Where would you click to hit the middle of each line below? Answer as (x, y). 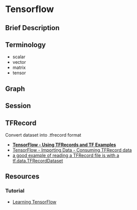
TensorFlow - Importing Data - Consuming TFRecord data (72, 150)
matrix (19, 68)
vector (19, 62)
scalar (19, 57)
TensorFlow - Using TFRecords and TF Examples (64, 145)
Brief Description (32, 28)
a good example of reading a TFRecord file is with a (66, 155)
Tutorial (15, 191)
